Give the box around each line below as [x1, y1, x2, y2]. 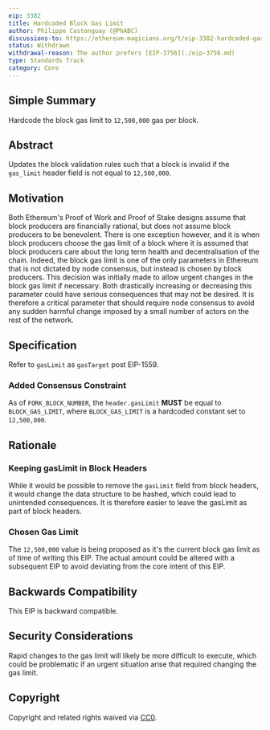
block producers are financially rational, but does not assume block [8, 222, 231, 231]
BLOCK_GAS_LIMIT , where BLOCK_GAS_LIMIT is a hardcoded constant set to [8, 406, 246, 416]
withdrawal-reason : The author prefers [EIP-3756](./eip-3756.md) [8, 49, 235, 57]
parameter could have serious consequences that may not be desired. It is [8, 290, 255, 300]
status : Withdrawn [8, 42, 70, 50]
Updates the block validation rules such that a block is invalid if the [8, 160, 230, 169]
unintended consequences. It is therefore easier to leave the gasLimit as [8, 497, 247, 507]
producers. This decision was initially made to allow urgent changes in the [8, 272, 254, 282]
